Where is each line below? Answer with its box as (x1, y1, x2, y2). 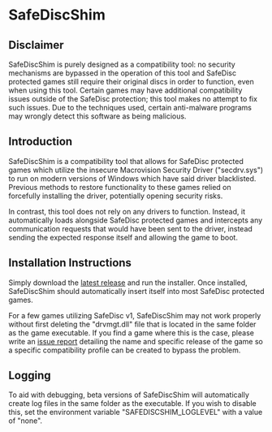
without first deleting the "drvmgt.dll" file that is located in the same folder (8, 319, 257, 329)
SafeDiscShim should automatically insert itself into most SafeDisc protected (8, 286, 265, 296)
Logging (8, 369, 51, 382)
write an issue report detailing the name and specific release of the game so (8, 336, 264, 346)
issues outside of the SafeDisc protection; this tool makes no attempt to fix (8, 94, 258, 103)
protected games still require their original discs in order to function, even (8, 77, 254, 86)
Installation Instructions (8, 256, 132, 270)
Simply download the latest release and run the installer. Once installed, (8, 278, 248, 287)
